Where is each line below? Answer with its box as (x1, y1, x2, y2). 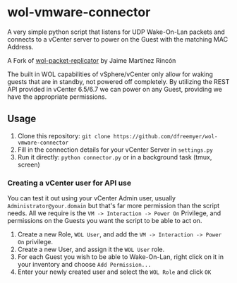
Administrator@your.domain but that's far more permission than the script (7, 202, 220, 210)
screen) (17, 160, 40, 169)
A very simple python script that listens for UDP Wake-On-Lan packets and (7, 28, 226, 36)
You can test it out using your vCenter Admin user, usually (7, 194, 176, 203)
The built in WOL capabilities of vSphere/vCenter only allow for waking (7, 70, 214, 78)
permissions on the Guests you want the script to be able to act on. (7, 217, 202, 225)
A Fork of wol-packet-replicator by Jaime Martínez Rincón (7, 56, 176, 64)
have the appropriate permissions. (7, 92, 107, 101)
